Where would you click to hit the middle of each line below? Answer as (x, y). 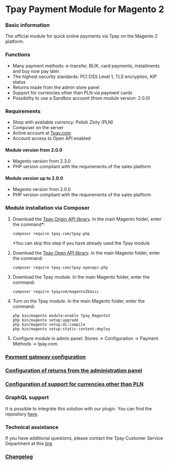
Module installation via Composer (48, 208)
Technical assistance (32, 427)
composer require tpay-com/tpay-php (51, 234)
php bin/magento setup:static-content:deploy (61, 329)
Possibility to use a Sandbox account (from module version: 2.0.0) (81, 98)
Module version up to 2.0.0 (34, 178)
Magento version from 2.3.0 (41, 161)
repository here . (22, 414)
